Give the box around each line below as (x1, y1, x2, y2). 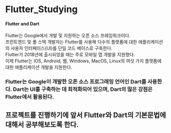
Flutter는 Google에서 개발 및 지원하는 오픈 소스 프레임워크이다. (5, 32, 131, 39)
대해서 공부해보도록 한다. (5, 120, 79, 129)
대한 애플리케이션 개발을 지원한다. (5, 64, 72, 71)
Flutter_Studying (5, 4, 78, 15)
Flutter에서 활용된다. (5, 93, 54, 101)
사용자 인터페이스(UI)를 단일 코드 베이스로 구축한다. (10, 45, 113, 51)
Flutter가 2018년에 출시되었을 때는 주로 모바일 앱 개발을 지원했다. (5, 52, 135, 58)
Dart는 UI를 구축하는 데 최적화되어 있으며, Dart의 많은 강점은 (12, 86, 153, 93)
